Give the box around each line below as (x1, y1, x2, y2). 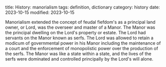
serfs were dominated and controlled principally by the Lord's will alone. (5, 56, 154, 62)
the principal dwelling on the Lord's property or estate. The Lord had (5, 30, 146, 35)
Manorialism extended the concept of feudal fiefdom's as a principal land (5, 19, 156, 25)
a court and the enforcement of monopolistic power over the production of (5, 46, 159, 51)
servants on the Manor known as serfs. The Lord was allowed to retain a (5, 35, 154, 41)
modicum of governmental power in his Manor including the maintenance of (5, 40, 161, 46)
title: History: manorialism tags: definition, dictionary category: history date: (5, 4, 161, 10)
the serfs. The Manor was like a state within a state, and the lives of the (5, 51, 152, 57)
